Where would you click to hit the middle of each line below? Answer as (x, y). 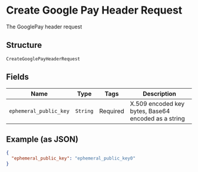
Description (159, 93)
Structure (24, 45)
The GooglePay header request (44, 27)
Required (112, 111)
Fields (18, 77)
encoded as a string (157, 118)
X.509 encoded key (157, 103)
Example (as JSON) (42, 139)
